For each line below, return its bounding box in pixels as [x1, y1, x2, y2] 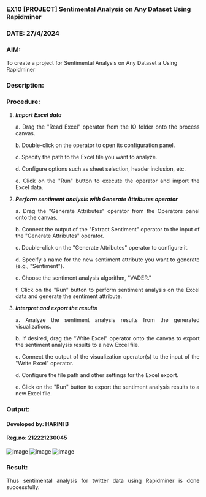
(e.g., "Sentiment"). [15, 263, 64, 270]
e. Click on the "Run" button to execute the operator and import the [15, 177, 200, 185]
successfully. [6, 484, 40, 491]
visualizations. [15, 323, 52, 331]
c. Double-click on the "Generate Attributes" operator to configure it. [15, 244, 189, 252]
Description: [6, 81, 44, 90]
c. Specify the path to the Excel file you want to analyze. [15, 154, 158, 161]
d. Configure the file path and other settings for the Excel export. [15, 372, 179, 379]
